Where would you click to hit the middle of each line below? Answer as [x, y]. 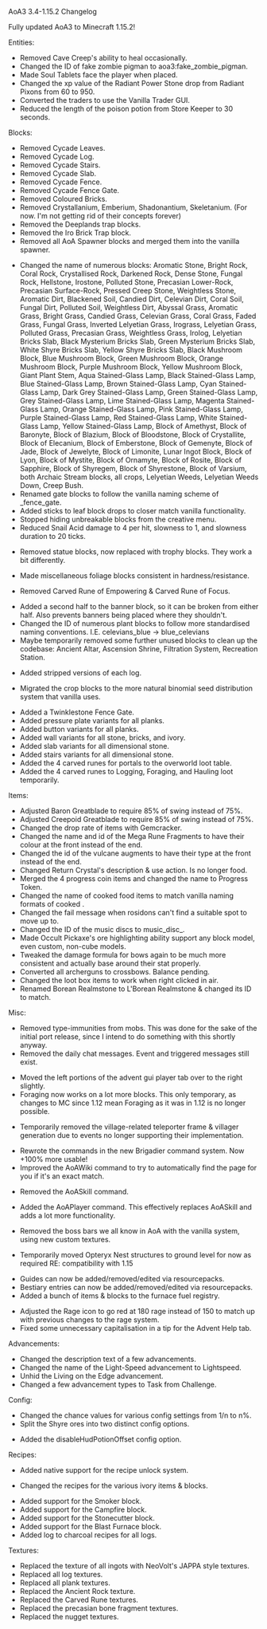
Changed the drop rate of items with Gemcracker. [101, 828]
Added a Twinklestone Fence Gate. [77, 712]
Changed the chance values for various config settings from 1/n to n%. [135, 1415]
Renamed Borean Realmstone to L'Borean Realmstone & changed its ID [135, 989]
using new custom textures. [65, 1239]
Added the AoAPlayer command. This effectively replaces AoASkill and [136, 1207]
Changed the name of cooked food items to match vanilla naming [127, 895]
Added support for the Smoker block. [81, 1501]
